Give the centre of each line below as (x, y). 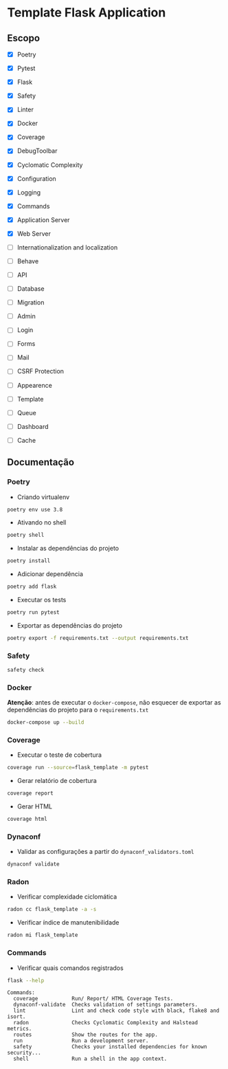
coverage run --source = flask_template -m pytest (78, 768)
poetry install (29, 561)
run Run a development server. (81, 1041)
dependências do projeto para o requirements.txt (78, 710)
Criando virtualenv (43, 497)
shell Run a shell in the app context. (90, 1059)
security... (24, 1053)
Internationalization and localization (67, 247)
